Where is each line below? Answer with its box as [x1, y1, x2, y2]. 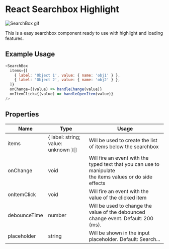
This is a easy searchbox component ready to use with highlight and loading [5, 30, 163, 36]
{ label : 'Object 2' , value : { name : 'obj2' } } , [14, 77, 121, 83]
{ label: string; [48, 134, 80, 141]
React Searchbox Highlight [5, 4, 120, 15]
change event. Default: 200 [89, 215, 153, 222]
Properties [5, 110, 39, 119]
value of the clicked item [89, 194, 147, 201]
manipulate [89, 167, 116, 174]
